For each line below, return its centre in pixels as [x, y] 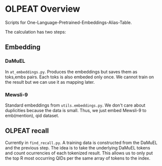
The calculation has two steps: [36, 32]
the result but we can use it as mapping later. [50, 82]
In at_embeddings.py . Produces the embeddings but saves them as [71, 72]
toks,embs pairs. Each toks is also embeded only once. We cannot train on [80, 77]
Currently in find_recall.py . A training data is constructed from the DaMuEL [81, 143]
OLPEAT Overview [43, 9]
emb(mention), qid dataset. [32, 115]
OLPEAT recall [27, 131]
